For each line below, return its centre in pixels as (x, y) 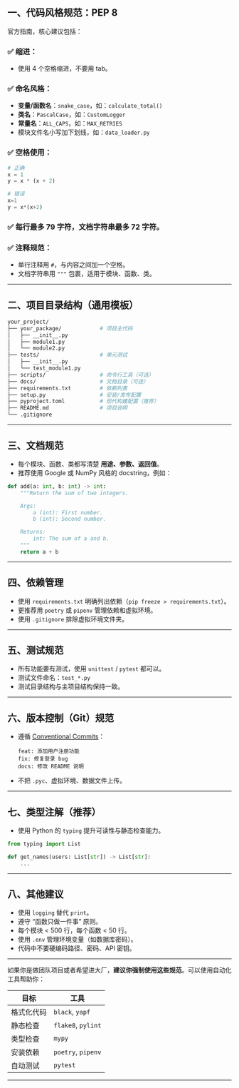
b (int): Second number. (70, 519)
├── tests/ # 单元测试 (68, 355)
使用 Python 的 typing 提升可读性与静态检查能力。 (91, 830)
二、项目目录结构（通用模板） (73, 305)
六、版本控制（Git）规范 (61, 718)
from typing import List (44, 844)
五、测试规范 (36, 650)
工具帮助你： (26, 979)
